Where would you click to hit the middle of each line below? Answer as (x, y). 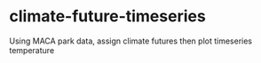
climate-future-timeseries (107, 16)
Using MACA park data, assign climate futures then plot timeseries (131, 41)
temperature (32, 50)
